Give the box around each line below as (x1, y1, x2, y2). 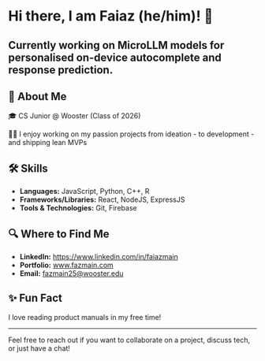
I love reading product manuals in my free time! (8, 312, 162, 322)
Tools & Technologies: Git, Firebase (19, 203, 137, 213)
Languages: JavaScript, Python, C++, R (19, 187, 150, 196)
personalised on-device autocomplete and (8, 50, 222, 64)
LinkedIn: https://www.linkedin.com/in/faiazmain (19, 252, 179, 262)
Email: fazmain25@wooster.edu (19, 269, 124, 278)
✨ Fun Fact (8, 292, 63, 305)
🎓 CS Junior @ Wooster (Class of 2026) (8, 111, 141, 121)
